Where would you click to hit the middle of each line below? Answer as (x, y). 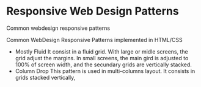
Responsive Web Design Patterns (93, 11)
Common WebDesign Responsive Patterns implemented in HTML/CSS (94, 40)
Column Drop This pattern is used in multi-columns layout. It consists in (105, 71)
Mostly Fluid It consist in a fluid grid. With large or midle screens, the (101, 51)
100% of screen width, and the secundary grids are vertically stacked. (104, 64)
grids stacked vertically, (45, 77)
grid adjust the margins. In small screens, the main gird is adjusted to (102, 58)
